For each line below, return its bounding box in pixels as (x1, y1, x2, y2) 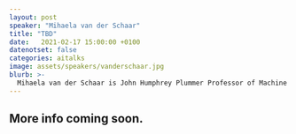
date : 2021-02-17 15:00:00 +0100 (9, 37, 141, 47)
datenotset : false (9, 46, 77, 55)
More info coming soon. (9, 111, 144, 126)
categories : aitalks (9, 54, 86, 63)
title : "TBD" (9, 29, 58, 38)
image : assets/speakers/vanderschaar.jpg (9, 63, 165, 71)
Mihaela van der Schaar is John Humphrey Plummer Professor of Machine (17, 78, 288, 87)
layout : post (9, 12, 58, 22)
